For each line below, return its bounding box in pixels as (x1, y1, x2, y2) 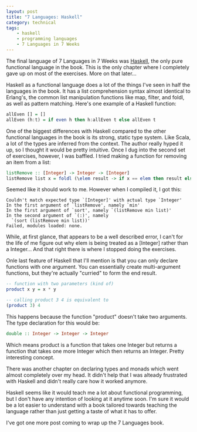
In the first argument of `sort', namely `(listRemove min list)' (6, 208, 172, 214)
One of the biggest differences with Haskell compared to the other (6, 127, 167, 134)
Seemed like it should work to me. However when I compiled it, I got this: (6, 186, 182, 193)
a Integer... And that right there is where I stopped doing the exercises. (6, 246, 176, 253)
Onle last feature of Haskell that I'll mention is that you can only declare (6, 257, 178, 264)
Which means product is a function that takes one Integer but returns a (6, 341, 178, 348)
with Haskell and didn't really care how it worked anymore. (6, 377, 148, 384)
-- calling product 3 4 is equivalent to (6, 297, 109, 303)
